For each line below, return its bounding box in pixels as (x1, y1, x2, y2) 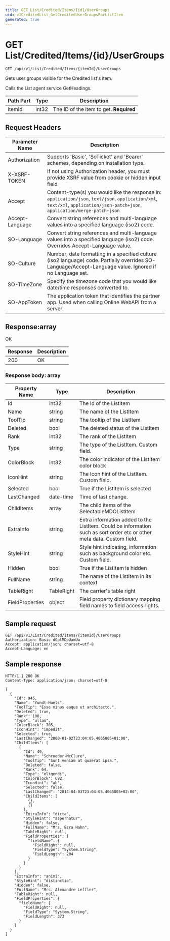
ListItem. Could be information (79, 522, 151, 530)
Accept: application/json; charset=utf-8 (5, 642, 94, 647)
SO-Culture (8, 260, 36, 267)
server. (47, 305, 64, 312)
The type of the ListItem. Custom (79, 441, 158, 448)
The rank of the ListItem (79, 433, 137, 440)
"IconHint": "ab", (23, 780, 62, 785)
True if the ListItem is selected (79, 485, 151, 492)
